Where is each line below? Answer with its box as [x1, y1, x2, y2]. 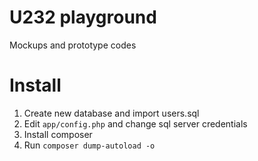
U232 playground [9, 6, 157, 29]
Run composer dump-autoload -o [23, 139, 156, 151]
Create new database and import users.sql [23, 107, 200, 119]
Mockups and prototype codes [9, 39, 137, 51]
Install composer [23, 128, 93, 140]
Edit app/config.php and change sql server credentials [23, 117, 248, 130]
